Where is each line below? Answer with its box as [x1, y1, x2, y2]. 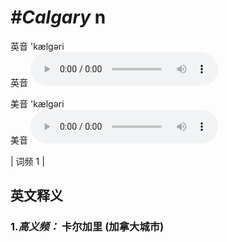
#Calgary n [10, 6, 107, 29]
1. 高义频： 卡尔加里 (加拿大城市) [10, 220, 165, 234]
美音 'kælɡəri [10, 97, 65, 110]
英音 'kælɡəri [10, 40, 65, 52]
